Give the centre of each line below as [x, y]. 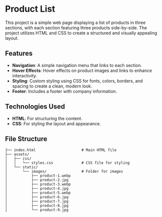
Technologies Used [35, 107]
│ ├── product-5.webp [38, 193]
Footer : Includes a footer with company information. [64, 91]
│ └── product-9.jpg [37, 210]
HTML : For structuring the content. [47, 118]
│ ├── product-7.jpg [37, 201]
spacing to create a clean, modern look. [52, 86]
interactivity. [25, 76]
